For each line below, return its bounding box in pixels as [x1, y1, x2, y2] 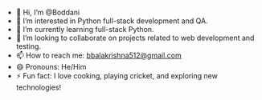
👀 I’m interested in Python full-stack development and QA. [15, 16, 208, 26]
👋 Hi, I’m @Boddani [15, 8, 80, 17]
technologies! [15, 82, 62, 92]
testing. [15, 42, 42, 51]
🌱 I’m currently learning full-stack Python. [15, 25, 154, 34]
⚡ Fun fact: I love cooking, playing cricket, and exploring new [15, 71, 219, 80]
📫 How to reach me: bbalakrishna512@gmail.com [15, 50, 182, 60]
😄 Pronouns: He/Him [15, 62, 87, 71]
